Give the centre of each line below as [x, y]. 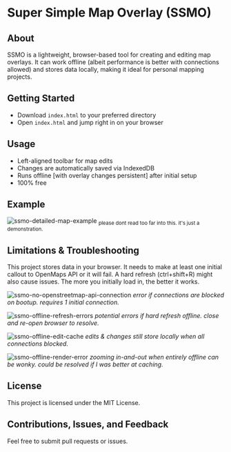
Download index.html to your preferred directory [87, 115]
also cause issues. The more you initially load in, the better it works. [103, 282]
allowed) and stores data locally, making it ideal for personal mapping [106, 69]
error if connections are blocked [179, 295]
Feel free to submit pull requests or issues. [68, 441]
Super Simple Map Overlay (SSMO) [109, 13]
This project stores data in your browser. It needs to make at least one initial [115, 267]
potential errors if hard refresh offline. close [157, 316]
